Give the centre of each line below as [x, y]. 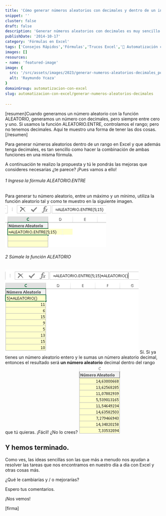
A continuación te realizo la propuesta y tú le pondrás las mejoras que [76, 164]
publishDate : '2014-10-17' [33, 37]
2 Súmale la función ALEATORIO [38, 257]
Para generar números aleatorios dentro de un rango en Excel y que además [83, 144]
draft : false [19, 26]
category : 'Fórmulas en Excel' [37, 42]
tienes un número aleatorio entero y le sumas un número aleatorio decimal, [81, 357]
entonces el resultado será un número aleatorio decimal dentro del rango [80, 362]
